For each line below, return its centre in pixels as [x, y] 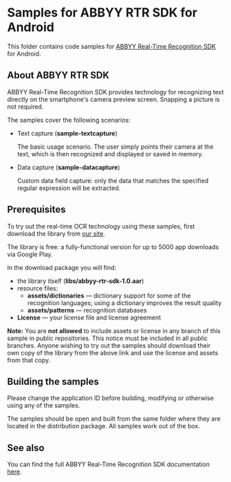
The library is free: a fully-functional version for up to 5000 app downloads [113, 247]
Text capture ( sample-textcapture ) [67, 133]
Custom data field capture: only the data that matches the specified [112, 180]
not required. [25, 106]
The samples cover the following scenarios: [69, 120]
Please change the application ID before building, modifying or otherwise [111, 398]
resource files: [37, 288]
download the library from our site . [56, 233]
